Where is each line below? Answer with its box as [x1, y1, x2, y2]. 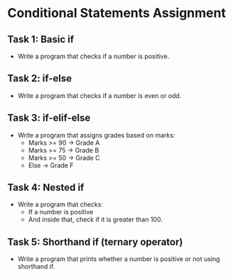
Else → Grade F [28, 161, 74, 170]
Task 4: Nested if [7, 182, 85, 194]
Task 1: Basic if [7, 33, 75, 45]
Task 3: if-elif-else [7, 112, 91, 124]
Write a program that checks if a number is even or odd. [17, 91, 182, 100]
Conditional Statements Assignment [7, 5, 226, 21]
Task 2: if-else [7, 72, 72, 84]
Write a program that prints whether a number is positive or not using [17, 255, 220, 263]
